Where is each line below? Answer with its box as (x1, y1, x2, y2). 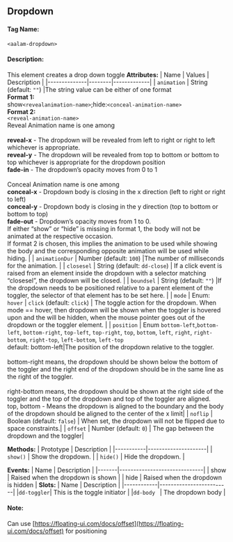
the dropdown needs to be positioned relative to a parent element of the (7, 283, 214, 292)
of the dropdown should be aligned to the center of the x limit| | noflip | (7, 409, 214, 417)
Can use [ (7, 520, 35, 527)
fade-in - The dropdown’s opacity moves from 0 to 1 (7, 165, 158, 173)
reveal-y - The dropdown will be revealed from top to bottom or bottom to (7, 150, 220, 159)
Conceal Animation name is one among (7, 180, 120, 189)
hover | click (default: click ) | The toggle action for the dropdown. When (7, 298, 217, 307)
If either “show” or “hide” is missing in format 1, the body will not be (7, 224, 200, 232)
